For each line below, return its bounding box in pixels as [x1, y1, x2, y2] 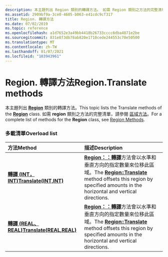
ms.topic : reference [5, 26, 48, 31]
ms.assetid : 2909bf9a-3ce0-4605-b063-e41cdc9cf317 [5, 12, 113, 17]
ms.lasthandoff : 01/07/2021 [5, 49, 64, 54]
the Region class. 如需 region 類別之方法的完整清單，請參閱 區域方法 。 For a [5, 111, 162, 117]
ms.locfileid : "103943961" [5, 53, 61, 59]
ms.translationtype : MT [5, 40, 55, 45]
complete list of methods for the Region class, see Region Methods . [5, 117, 145, 123]
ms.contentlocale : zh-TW [5, 44, 57, 49]
